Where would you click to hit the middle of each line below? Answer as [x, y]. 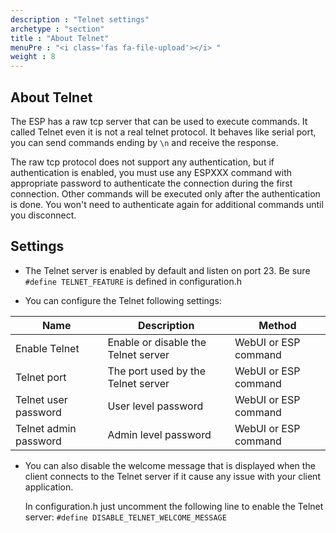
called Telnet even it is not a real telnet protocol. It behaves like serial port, [163, 132]
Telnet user [41, 399]
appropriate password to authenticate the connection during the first [151, 183]
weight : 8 [33, 57]
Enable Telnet [47, 348]
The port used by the [157, 371]
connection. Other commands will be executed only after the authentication [165, 193]
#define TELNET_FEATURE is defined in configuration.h [133, 281]
